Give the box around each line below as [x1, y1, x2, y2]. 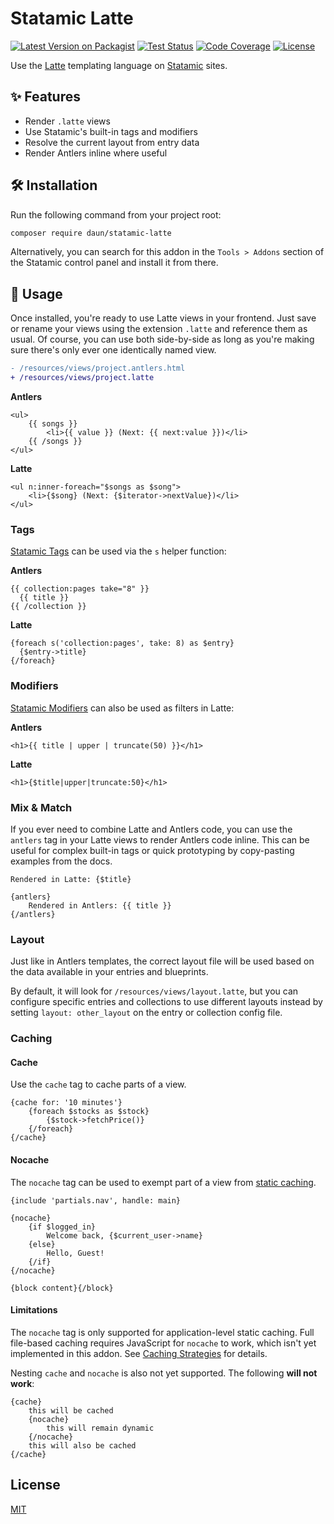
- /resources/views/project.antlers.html [10, 363, 186, 374]
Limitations [10, 1304, 58, 1316]
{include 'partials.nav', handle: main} [10, 1195, 182, 1206]
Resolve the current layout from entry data [24, 136, 200, 148]
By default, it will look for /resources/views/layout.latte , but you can [10, 985, 299, 997]
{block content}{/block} [10, 1283, 114, 1293]
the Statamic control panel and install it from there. [10, 257, 219, 269]
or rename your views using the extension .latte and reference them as [10, 323, 308, 335]
